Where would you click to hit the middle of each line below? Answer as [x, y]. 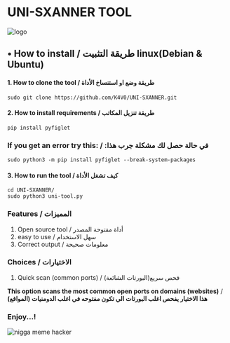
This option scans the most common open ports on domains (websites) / [115, 291]
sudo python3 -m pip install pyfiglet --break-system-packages [102, 160]
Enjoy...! [22, 316]
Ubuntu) [26, 65]
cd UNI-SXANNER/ [31, 190]
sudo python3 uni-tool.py [45, 196]
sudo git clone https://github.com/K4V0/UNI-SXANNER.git [92, 97]
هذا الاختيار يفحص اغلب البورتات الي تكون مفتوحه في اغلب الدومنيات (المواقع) [108, 298]
